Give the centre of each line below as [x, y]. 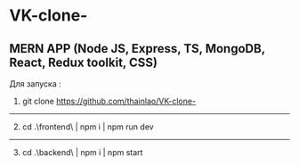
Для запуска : [36, 84]
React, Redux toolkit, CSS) [84, 62]
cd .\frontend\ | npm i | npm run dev [88, 127]
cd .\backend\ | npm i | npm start [82, 152]
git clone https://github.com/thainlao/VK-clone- [109, 101]
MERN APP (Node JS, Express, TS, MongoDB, [137, 49]
